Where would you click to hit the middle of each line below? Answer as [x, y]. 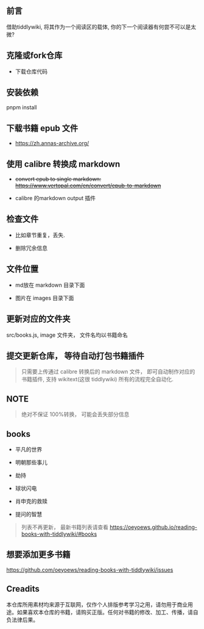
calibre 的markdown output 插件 [55, 198]
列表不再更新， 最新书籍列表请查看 [65, 527]
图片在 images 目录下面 [44, 298]
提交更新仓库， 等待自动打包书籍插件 [75, 356]
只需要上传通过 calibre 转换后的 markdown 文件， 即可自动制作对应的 [108, 372]
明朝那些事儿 [31, 462]
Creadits [23, 589]
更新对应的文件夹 [38, 319]
